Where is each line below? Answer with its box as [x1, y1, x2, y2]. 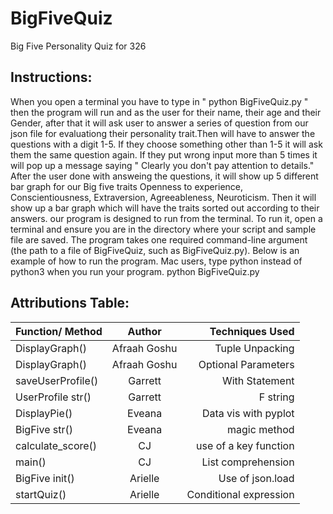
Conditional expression [186, 487, 295, 501]
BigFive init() [15, 471, 75, 485]
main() [15, 455, 47, 469]
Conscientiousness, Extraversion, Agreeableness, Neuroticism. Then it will [10, 191, 317, 203]
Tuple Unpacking [214, 341, 295, 355]
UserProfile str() [15, 390, 92, 404]
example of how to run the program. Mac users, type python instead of [10, 255, 303, 267]
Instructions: [10, 69, 93, 86]
